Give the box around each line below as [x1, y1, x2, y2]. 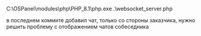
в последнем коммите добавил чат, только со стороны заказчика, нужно [6, 17, 196, 23]
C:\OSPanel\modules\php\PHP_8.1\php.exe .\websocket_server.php [6, 5, 173, 12]
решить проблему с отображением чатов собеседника [6, 23, 149, 30]
